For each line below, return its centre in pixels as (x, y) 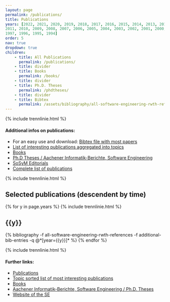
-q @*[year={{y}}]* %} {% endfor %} (68, 240)
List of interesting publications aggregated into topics (68, 147)
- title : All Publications (43, 57)
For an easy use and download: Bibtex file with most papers (75, 142)
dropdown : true (21, 48)
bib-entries (17, 240)
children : (16, 52)
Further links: (20, 261)
